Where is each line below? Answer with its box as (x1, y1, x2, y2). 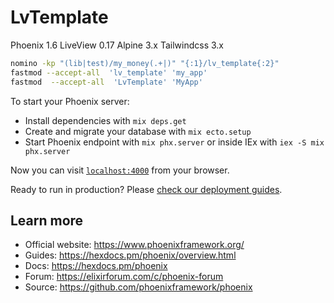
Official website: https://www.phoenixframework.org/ (24, 239, 245, 251)
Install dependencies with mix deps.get (24, 114, 187, 126)
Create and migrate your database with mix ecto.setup (24, 125, 252, 137)
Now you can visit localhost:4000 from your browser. (10, 164, 230, 176)
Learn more (10, 212, 84, 229)
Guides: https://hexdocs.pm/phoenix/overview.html (24, 249, 237, 261)
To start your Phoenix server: (10, 95, 130, 107)
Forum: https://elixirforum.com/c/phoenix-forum (24, 271, 224, 283)
